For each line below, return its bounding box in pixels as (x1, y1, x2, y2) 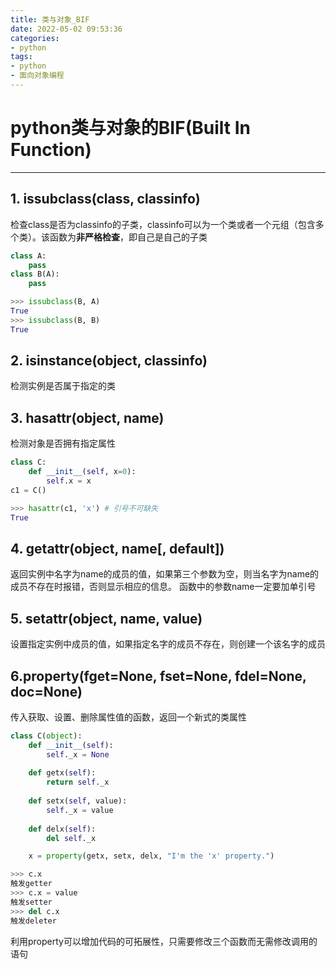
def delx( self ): (28, 824, 97, 834)
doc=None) (10, 683, 83, 700)
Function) (10, 139, 92, 161)
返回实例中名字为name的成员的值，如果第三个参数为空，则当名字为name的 (10, 568, 320, 580)
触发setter (10, 897, 53, 907)
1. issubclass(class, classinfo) (10, 191, 201, 208)
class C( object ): (10, 731, 83, 741)
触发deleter (10, 916, 57, 926)
